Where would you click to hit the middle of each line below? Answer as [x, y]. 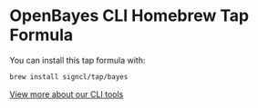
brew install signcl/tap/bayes [69, 77]
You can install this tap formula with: [77, 60]
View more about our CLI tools [67, 94]
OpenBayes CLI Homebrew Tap [129, 16]
